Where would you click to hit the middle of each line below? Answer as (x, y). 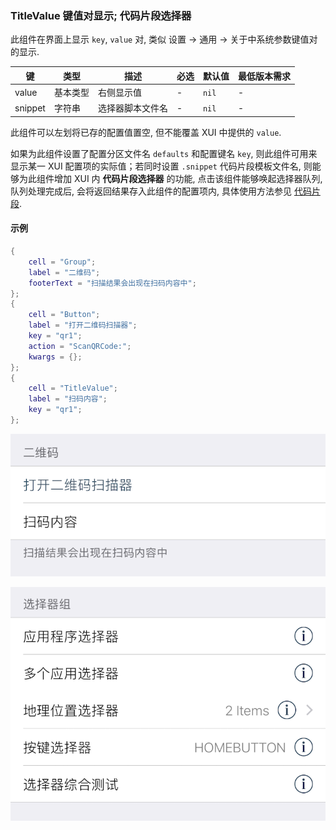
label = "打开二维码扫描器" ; (83, 325)
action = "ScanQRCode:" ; (80, 346)
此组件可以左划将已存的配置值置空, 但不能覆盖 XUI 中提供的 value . (146, 132)
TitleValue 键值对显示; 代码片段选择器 (101, 15)
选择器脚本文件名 (132, 108)
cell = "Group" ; (62, 262)
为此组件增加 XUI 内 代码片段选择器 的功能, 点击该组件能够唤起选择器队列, (170, 178)
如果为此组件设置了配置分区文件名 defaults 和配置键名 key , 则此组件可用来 (164, 153)
